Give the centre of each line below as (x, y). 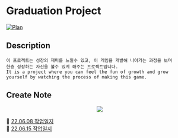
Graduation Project (54, 11)
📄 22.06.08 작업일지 (30, 121)
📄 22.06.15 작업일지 (29, 129)
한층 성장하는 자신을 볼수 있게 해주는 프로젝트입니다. (62, 67)
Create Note (29, 95)
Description (28, 46)
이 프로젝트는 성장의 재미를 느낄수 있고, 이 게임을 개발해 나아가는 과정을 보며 (89, 60)
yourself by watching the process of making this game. (77, 77)
